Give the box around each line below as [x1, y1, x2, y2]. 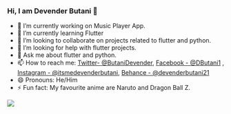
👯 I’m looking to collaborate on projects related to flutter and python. [17, 36, 212, 45]
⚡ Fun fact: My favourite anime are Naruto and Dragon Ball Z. [17, 84, 191, 92]
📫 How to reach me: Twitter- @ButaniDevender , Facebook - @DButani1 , [17, 58, 225, 67]
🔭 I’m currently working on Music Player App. [17, 22, 146, 30]
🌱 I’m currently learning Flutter [17, 29, 104, 37]
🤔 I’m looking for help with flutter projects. [17, 44, 137, 52]
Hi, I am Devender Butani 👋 [7, 6, 98, 16]
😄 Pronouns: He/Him [17, 76, 78, 84]
